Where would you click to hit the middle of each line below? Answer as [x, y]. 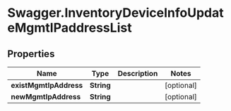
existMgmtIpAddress [47, 85]
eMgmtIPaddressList [70, 28]
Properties [31, 54]
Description [138, 73]
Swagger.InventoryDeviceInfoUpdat [115, 13]
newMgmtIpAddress [46, 97]
